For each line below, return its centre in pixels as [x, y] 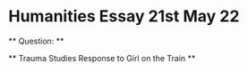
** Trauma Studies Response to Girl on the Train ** [102, 58]
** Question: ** [36, 41]
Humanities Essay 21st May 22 [124, 16]
